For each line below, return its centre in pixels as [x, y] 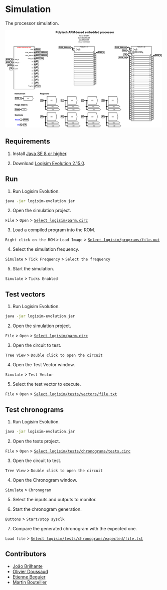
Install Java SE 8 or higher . [40, 154]
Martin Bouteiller [30, 582]
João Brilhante [27, 566]
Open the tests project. [36, 441]
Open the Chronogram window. [45, 480]
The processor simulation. [32, 23]
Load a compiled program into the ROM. [54, 230]
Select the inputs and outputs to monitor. [54, 499]
